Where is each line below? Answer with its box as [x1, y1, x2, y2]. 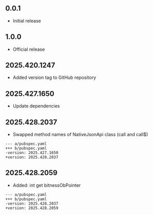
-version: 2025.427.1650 [5, 150, 59, 156]
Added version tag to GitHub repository [12, 74, 97, 81]
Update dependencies [12, 103, 60, 109]
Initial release [12, 17, 41, 24]
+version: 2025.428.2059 [5, 205, 59, 210]
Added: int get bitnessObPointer [12, 182, 81, 188]
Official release [12, 46, 45, 52]
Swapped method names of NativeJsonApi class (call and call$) [12, 132, 148, 138]
